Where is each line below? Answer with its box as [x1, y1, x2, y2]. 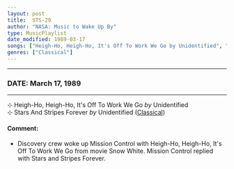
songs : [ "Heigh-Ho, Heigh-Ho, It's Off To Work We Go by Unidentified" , [7, 42, 223, 49]
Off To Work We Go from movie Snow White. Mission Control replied [17, 147, 214, 155]
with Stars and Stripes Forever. [17, 154, 106, 163]
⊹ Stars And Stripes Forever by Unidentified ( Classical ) [7, 108, 166, 117]
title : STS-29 [7, 17, 52, 24]
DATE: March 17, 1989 [7, 78, 81, 88]
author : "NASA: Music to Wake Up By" [7, 23, 117, 30]
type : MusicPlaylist [7, 29, 68, 37]
